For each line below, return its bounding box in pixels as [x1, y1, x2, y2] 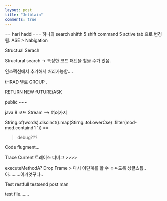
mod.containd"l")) [5, 125, 42, 131]
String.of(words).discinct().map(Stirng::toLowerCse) [5, 119, 112, 126]
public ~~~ [5, 99, 28, 105]
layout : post [5, 7, 32, 13]
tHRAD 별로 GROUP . [5, 79, 47, 85]
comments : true [5, 17, 37, 22]
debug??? [17, 134, 38, 141]
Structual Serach [5, 47, 40, 53]
